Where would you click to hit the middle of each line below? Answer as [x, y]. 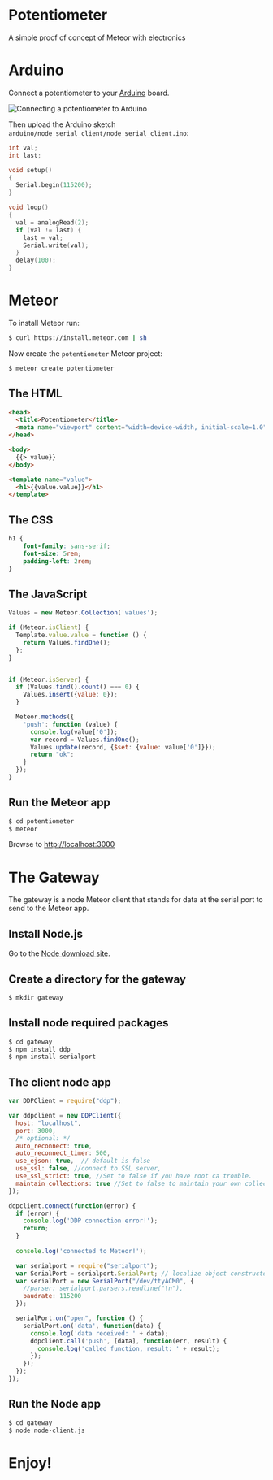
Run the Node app [55, 1404]
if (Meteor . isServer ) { [49, 679]
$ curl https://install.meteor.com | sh [78, 338]
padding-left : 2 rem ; [58, 561]
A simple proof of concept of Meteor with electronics [97, 37]
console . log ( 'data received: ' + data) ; [99, 1333]
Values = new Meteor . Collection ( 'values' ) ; [83, 613]
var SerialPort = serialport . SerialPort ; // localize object [121, 1274]
